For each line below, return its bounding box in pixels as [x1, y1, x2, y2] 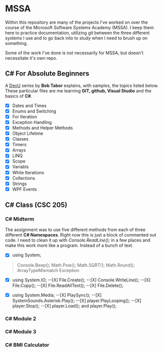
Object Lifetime [12, 130, 43, 136]
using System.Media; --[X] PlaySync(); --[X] [12, 292, 102, 298]
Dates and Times [12, 102, 47, 109]
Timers [12, 142, 27, 148]
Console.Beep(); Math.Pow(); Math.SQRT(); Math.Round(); [17, 262, 135, 268]
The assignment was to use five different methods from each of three [5, 227, 146, 233]
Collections [12, 175, 35, 181]
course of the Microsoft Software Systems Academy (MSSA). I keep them [5, 24, 154, 30]
